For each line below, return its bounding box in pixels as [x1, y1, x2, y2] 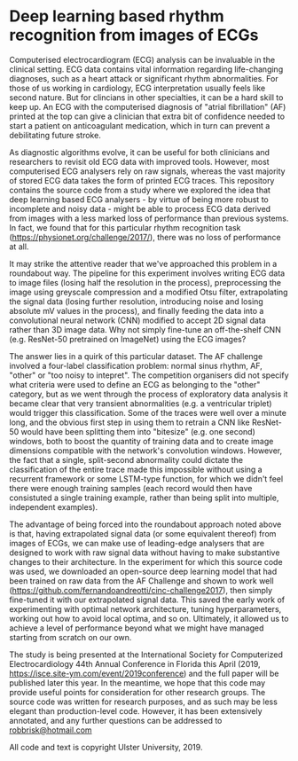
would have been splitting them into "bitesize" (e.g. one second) [20, 426, 255, 436]
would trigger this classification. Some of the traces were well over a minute [9, 407, 286, 418]
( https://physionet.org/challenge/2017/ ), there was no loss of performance [9, 231, 281, 242]
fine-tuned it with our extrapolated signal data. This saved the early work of [9, 594, 286, 605]
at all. [9, 241, 29, 252]
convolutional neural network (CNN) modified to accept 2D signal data [9, 315, 266, 326]
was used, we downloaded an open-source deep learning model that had [9, 566, 278, 577]
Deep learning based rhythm [9, 6, 224, 27]
